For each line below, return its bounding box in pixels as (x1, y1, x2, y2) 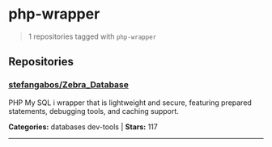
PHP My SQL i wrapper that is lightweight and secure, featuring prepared (8, 98, 253, 107)
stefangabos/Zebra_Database (8, 79, 130, 90)
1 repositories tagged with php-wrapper (28, 31, 157, 41)
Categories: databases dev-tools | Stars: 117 (8, 122, 158, 132)
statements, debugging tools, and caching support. (8, 106, 180, 115)
